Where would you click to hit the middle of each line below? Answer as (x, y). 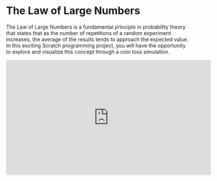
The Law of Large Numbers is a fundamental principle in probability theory (96, 27)
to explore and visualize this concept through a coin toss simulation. (88, 51)
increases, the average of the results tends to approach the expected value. (97, 39)
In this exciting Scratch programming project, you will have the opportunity (96, 46)
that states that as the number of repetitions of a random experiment (89, 33)
